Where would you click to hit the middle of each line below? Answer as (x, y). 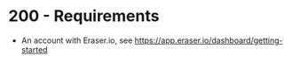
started (34, 49)
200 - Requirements (84, 16)
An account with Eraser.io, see (77, 40)
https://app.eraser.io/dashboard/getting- (209, 40)
